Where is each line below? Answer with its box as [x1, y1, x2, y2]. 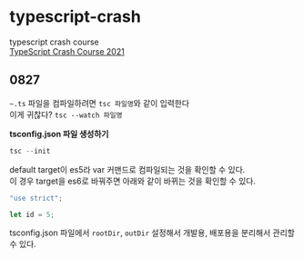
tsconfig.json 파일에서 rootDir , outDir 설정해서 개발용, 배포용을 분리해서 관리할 [9, 227, 296, 238]
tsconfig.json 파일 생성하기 [9, 128, 109, 139]
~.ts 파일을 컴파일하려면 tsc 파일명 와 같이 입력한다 [9, 97, 189, 108]
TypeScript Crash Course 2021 [9, 45, 125, 56]
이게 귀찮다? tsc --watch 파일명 [9, 109, 123, 120]
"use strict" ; [9, 193, 64, 203]
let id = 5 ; [9, 210, 55, 219]
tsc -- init [9, 146, 51, 155]
